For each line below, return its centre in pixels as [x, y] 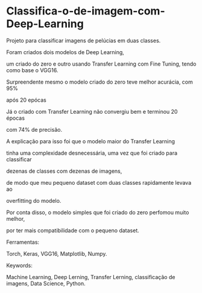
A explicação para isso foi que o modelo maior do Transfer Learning [91, 141]
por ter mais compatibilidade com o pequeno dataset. [73, 230]
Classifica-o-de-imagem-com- [86, 11]
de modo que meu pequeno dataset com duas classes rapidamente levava [99, 182]
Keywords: [20, 265]
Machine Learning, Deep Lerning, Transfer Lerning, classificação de [91, 277]
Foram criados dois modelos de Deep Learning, [65, 52]
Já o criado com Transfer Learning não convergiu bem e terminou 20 [92, 111]
